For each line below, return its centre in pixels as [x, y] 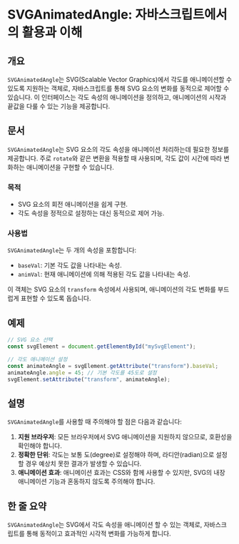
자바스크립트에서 [181, 15]
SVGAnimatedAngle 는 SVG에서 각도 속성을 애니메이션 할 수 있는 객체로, [105, 525]
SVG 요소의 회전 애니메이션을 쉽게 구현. [73, 205]
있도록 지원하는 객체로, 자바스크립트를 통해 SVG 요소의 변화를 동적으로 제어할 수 [118, 88]
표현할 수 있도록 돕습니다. [56, 298]
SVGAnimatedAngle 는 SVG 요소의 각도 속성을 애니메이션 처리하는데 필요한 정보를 [118, 149]
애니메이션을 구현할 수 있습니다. [70, 167]
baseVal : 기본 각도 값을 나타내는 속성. [70, 265]
